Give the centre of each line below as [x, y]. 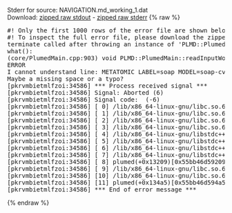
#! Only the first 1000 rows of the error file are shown [107, 30]
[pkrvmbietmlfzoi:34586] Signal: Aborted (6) [86, 93]
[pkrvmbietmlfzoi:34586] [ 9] [58, 169]
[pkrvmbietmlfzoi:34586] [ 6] [58, 148]
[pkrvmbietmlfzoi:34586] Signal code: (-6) [84, 100]
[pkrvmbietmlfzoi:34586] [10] [58, 176]
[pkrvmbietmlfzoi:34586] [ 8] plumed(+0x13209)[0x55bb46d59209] [118, 162]
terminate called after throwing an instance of [91, 44]
